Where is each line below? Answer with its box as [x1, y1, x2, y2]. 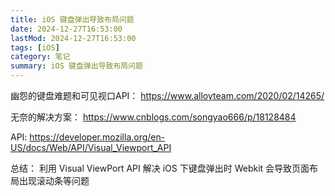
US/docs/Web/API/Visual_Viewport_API [10, 142, 172, 153]
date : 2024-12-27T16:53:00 [10, 24, 123, 34]
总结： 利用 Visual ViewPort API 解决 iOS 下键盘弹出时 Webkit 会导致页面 [10, 162, 310, 174]
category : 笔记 [10, 52, 71, 62]
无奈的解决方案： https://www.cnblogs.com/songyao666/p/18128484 [10, 111, 297, 123]
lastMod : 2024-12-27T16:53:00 [10, 33, 137, 43]
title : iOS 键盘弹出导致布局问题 [10, 14, 135, 25]
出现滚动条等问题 [18, 175, 90, 186]
